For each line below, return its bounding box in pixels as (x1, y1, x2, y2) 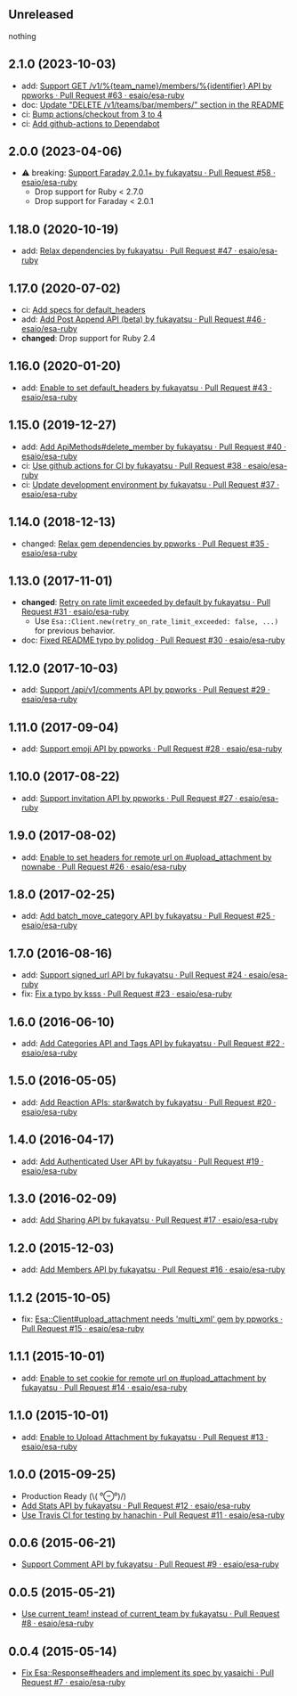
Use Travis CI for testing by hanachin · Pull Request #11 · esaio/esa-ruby (20, 1510, 285, 1520)
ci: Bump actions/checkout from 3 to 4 (20, 109, 163, 119)
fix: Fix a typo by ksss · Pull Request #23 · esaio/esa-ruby (20, 988, 233, 999)
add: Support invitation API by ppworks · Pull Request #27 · (20, 792, 237, 803)
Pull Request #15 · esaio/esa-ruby (20, 1323, 145, 1334)
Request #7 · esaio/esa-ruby (20, 1676, 126, 1687)
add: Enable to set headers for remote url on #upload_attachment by (20, 851, 272, 863)
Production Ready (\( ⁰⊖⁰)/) (20, 1490, 126, 1501)
